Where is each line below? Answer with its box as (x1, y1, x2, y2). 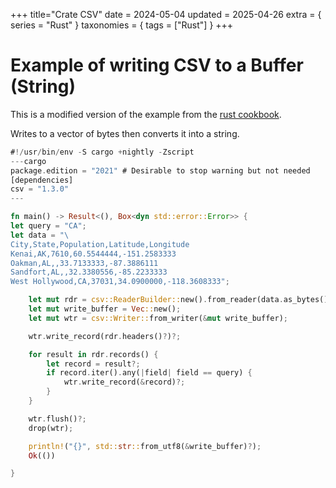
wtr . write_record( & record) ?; (63, 377, 186, 388)
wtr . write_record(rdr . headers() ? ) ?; (28, 331, 182, 341)
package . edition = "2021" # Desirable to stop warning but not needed (10, 165, 311, 176)
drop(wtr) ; (28, 423, 74, 433)
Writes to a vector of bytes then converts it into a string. (10, 127, 240, 139)
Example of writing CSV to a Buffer (10, 54, 304, 77)
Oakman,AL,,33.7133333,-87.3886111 (10, 258, 159, 268)
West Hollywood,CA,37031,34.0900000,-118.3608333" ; (10, 277, 230, 287)
